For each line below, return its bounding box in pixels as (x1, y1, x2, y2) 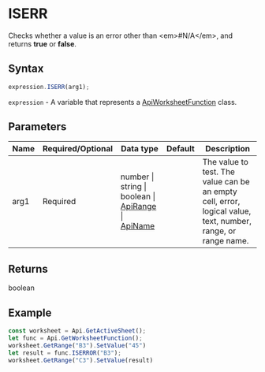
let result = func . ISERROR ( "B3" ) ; (8, 348, 122, 357)
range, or (202, 225, 237, 236)
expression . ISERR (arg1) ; (8, 83, 90, 91)
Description (204, 143, 251, 154)
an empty (202, 186, 238, 197)
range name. (202, 236, 249, 247)
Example (8, 306, 52, 319)
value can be (202, 177, 250, 188)
